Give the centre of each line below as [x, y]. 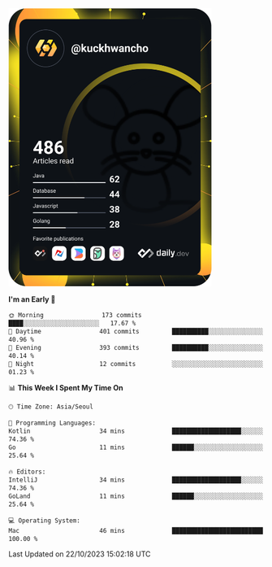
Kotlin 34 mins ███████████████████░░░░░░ [136, 431]
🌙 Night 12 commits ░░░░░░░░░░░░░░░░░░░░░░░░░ [136, 364]
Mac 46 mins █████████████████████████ [136, 530]
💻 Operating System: [45, 521]
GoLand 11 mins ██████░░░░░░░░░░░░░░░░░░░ [136, 496]
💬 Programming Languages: [52, 423]
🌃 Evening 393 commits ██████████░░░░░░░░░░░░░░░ [136, 347]
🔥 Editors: [27, 472]
